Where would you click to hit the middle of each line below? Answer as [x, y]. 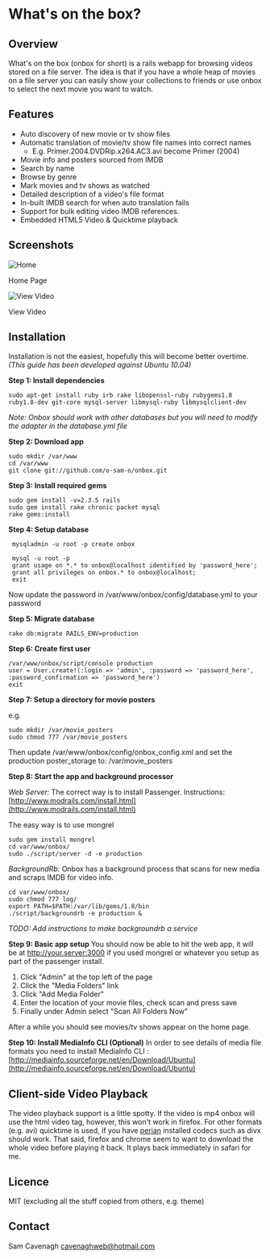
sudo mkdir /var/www [43, 457]
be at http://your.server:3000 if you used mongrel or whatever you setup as [134, 953]
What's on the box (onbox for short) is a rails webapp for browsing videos [131, 63]
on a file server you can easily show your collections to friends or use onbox [135, 80]
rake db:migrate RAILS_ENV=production [73, 634]
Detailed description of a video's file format [92, 194]
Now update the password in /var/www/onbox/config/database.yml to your [133, 595]
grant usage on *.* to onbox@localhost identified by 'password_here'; [135, 566]
